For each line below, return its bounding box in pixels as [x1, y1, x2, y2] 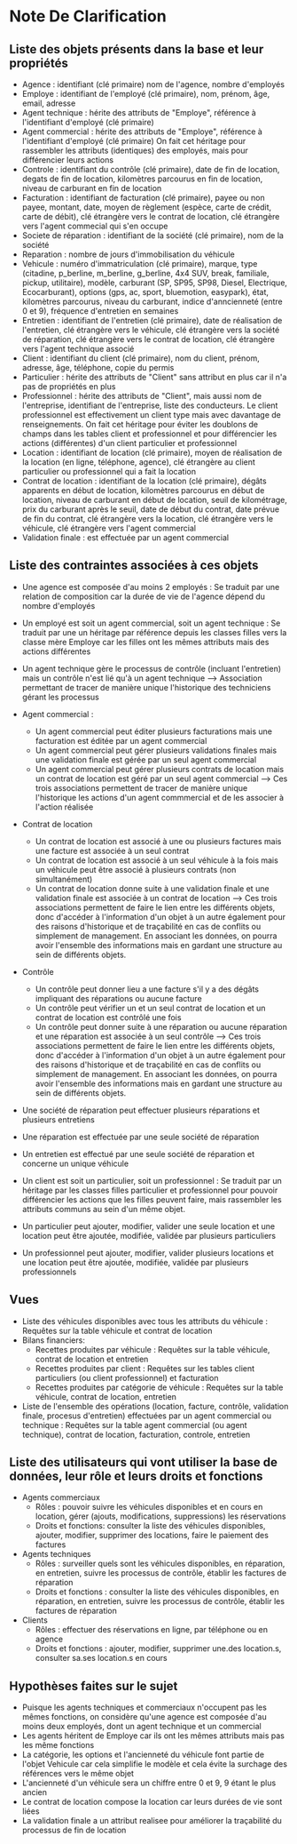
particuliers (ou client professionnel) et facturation [35, 1372, 219, 1383]
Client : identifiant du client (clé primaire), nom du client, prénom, [21, 353, 260, 363]
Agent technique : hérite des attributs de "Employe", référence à [21, 108, 257, 117]
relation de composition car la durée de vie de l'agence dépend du [21, 591, 266, 602]
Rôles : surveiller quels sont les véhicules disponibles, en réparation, [35, 1558, 285, 1569]
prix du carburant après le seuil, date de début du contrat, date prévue [21, 504, 280, 515]
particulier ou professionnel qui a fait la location [21, 467, 197, 476]
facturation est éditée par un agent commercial [35, 735, 207, 746]
